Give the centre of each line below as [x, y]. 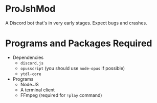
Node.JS [30, 84]
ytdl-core [31, 74]
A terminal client [38, 90]
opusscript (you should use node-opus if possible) [73, 68]
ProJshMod [30, 9]
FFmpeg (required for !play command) [61, 95]
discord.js [32, 63]
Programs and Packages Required [79, 43]
